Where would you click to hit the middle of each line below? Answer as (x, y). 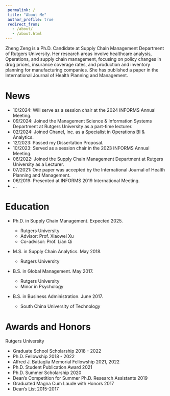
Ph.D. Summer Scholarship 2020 (47, 373)
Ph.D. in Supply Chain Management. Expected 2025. (68, 220)
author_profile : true (30, 19)
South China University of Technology (60, 306)
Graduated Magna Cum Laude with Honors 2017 (63, 383)
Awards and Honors (48, 327)
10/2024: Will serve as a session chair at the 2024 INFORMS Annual (84, 110)
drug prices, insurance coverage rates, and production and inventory (78, 65)
